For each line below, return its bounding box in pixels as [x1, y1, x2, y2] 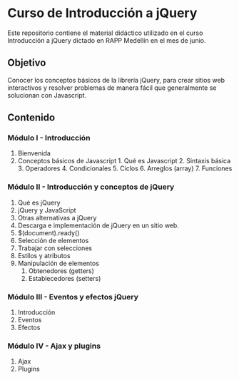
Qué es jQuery [17, 198, 61, 207]
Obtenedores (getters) [28, 266, 95, 275]
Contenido [7, 112, 56, 124]
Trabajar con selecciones [17, 244, 93, 252]
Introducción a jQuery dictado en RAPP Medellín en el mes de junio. [7, 36, 206, 44]
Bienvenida [17, 149, 51, 158]
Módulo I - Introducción [7, 133, 91, 143]
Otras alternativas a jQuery [17, 213, 97, 222]
